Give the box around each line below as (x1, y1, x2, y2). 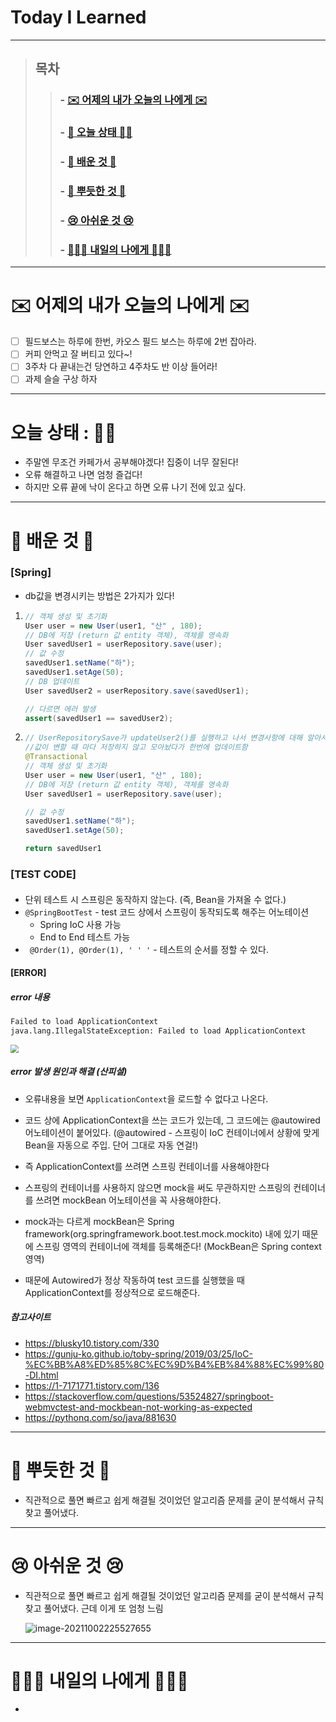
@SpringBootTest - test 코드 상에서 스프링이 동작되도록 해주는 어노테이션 (24, 906, 310, 918)
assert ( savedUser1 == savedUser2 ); (24, 713, 174, 723)
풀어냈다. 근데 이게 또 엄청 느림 (43, 1602, 164, 1614)
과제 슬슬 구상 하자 (24, 373, 98, 385)
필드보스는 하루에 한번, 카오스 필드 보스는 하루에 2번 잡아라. (24, 336, 257, 348)
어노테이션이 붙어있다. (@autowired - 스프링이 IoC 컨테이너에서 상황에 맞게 (24, 1126, 320, 1138)
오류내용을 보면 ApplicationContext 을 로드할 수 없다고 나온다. (24, 1092, 269, 1105)
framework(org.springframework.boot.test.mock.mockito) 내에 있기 (24, 1227, 300, 1240)
